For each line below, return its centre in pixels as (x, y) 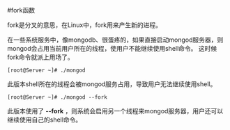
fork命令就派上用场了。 (41, 57)
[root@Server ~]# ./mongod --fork (58, 97)
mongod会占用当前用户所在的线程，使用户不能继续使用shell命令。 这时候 (112, 48)
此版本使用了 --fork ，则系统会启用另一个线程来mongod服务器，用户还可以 (115, 111)
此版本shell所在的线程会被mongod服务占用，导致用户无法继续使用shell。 (112, 84)
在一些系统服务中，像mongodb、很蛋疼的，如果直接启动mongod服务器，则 (115, 40)
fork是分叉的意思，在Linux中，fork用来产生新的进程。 (85, 25)
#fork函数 (21, 10)
